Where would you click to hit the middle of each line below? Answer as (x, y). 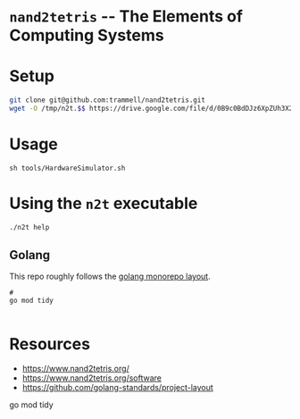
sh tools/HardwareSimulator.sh (67, 168)
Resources (50, 344)
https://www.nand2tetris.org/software (92, 378)
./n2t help (29, 227)
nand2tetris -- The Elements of (126, 17)
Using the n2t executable (104, 204)
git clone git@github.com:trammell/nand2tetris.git (107, 100)
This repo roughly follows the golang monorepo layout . (110, 277)
